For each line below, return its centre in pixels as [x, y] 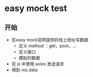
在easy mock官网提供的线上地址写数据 [50, 40]
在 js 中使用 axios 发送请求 [38, 64]
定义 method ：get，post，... [47, 46]
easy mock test [36, 8]
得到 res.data [25, 70]
